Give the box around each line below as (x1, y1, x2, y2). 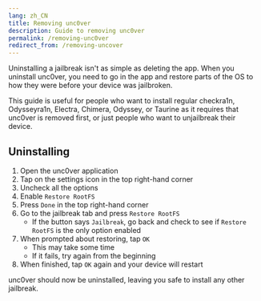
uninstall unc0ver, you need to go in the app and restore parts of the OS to (8, 72, 254, 82)
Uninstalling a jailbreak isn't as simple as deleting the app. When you (8, 63, 235, 73)
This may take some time (31, 242, 114, 252)
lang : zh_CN (8, 11, 48, 20)
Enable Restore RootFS (19, 191, 95, 201)
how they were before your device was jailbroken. (8, 81, 173, 90)
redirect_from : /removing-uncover (8, 42, 124, 50)
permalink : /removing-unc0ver (8, 34, 110, 42)
